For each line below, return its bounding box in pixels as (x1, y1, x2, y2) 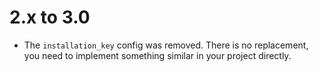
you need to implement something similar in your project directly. (23, 49, 292, 61)
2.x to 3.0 (9, 6, 91, 29)
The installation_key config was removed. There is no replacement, (23, 39, 309, 51)
